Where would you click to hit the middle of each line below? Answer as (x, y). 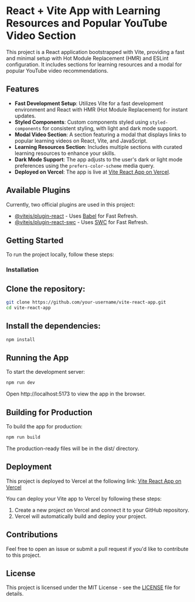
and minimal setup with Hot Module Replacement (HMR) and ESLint (87, 58)
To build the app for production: (45, 427)
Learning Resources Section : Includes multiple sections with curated (98, 147)
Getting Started (35, 240)
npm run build (23, 437)
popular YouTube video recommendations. (57, 70)
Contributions (32, 535)
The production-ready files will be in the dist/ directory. (73, 448)
